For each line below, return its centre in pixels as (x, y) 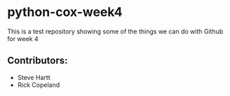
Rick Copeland (39, 85)
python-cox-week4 (65, 12)
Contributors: (38, 61)
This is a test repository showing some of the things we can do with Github (115, 31)
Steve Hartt (34, 77)
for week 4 (23, 38)
